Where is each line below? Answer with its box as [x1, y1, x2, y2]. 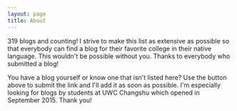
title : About [7, 17, 46, 24]
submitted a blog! [7, 59, 59, 68]
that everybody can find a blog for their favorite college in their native [7, 44, 212, 53]
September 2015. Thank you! [7, 95, 92, 104]
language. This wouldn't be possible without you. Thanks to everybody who [7, 51, 231, 60]
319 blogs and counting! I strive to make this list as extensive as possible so [7, 36, 230, 45]
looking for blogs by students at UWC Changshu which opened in [7, 88, 200, 97]
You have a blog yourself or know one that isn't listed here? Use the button [7, 73, 227, 82]
